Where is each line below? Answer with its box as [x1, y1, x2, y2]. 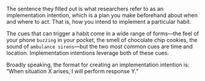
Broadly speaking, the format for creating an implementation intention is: [6, 61, 190, 68]
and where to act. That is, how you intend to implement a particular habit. [6, 18, 191, 25]
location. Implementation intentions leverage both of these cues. [6, 49, 169, 57]
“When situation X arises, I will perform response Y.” [6, 68, 139, 75]
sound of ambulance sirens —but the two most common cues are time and [6, 43, 193, 50]
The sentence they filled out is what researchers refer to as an [6, 5, 164, 12]
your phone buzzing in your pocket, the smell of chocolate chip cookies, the [6, 37, 198, 43]
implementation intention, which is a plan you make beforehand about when [6, 12, 198, 19]
